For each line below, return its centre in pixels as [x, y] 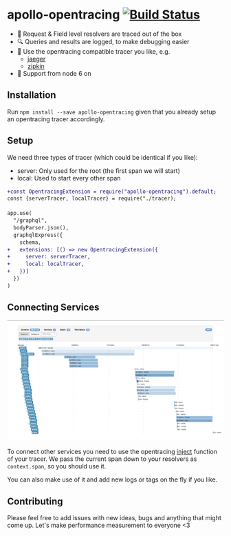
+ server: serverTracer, [49, 257]
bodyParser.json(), [41, 227]
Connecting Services [53, 308]
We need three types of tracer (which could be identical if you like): [102, 157]
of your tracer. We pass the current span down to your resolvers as [102, 459]
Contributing [35, 501]
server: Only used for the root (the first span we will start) [99, 171]
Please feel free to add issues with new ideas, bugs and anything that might [114, 518]
